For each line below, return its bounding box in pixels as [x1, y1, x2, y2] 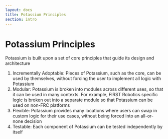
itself [12, 129, 23, 135]
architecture [5, 60, 31, 66]
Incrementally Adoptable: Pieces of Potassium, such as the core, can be [12, 70, 161, 76]
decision [24, 118, 42, 124]
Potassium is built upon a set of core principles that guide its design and [5, 55, 154, 61]
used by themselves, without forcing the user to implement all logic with [12, 76, 161, 82]
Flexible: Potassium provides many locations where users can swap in [12, 108, 157, 114]
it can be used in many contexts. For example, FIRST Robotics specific [12, 92, 158, 98]
